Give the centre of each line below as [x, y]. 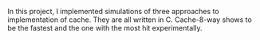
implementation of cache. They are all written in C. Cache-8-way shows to [130, 20]
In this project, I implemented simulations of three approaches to [114, 11]
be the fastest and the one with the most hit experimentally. [105, 28]
